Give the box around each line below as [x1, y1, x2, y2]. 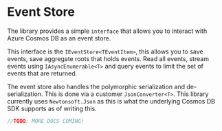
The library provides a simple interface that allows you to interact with [7, 27, 208, 35]
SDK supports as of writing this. [7, 104, 98, 112]
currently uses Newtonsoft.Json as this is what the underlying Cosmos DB [7, 97, 215, 105]
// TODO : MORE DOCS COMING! [7, 117, 85, 124]
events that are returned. [7, 69, 78, 78]
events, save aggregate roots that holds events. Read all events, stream [7, 54, 210, 62]
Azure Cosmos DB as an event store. [7, 34, 111, 42]
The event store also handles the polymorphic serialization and [7, 82, 186, 91]
